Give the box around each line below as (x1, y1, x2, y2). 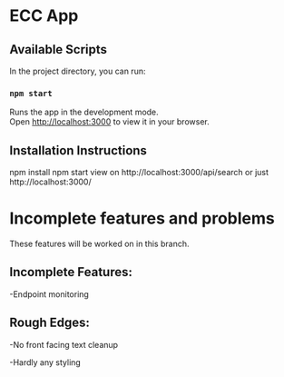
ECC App (9, 5, 79, 26)
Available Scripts (9, 42, 107, 57)
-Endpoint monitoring (9, 288, 89, 300)
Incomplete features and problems (9, 208, 275, 229)
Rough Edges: (9, 315, 91, 331)
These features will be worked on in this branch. (9, 238, 190, 250)
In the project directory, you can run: (9, 65, 146, 76)
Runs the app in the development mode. (9, 106, 159, 118)
